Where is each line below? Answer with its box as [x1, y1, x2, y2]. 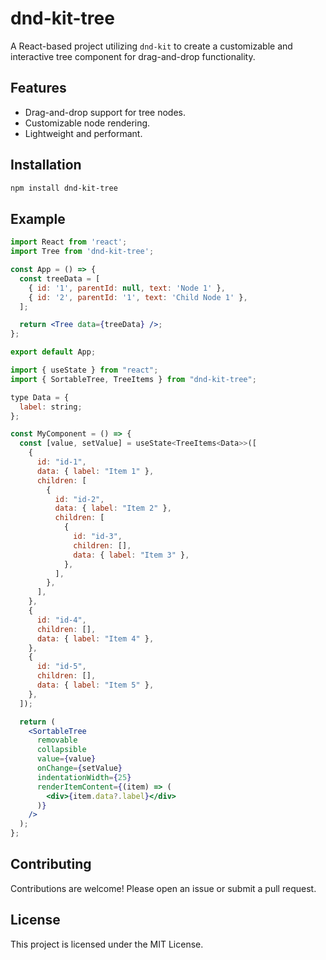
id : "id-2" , [54, 494, 105, 504]
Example [10, 210, 66, 227]
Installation [10, 157, 82, 174]
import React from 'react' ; [10, 237, 128, 247]
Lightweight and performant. [24, 127, 143, 139]
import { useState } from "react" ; [10, 365, 159, 375]
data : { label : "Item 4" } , [36, 633, 155, 644]
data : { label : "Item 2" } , [54, 503, 172, 514]
